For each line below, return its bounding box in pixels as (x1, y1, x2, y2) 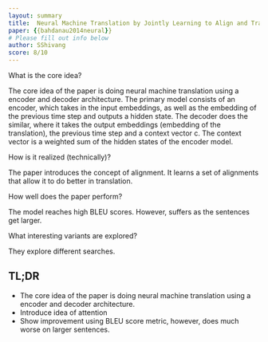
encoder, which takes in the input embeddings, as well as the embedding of (8, 103, 257, 112)
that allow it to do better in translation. (8, 176, 133, 186)
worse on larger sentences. (19, 324, 110, 334)
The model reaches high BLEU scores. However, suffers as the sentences (8, 207, 250, 216)
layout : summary (8, 11, 62, 20)
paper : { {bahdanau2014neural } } (8, 26, 112, 34)
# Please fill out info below (8, 33, 109, 42)
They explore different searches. (8, 246, 116, 256)
